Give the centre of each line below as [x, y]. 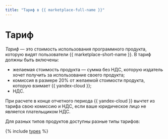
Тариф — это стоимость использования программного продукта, [76, 49]
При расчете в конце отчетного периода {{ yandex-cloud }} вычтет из [80, 101]
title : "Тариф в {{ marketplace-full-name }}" [55, 10]
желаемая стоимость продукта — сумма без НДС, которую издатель [88, 69]
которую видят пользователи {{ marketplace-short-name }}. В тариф [78, 54]
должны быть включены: [32, 60]
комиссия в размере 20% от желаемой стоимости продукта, [79, 80]
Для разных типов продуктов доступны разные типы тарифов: [73, 121]
